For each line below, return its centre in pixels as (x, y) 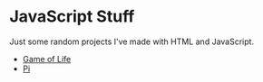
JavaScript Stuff (72, 17)
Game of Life (47, 59)
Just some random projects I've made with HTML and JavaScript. (132, 41)
